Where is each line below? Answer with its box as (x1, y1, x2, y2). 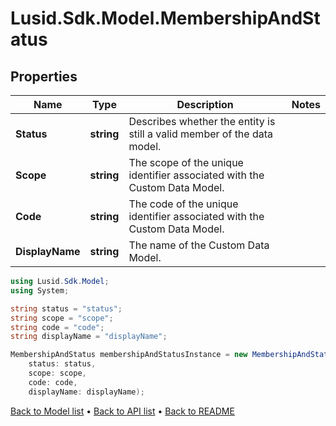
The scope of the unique (128, 156, 244, 169)
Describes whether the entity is (128, 115, 276, 128)
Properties (10, 68, 78, 85)
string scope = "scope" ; (10, 313, 114, 323)
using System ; (10, 285, 70, 296)
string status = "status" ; (10, 303, 123, 314)
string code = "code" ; (10, 322, 105, 332)
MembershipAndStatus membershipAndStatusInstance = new (10, 350, 248, 360)
